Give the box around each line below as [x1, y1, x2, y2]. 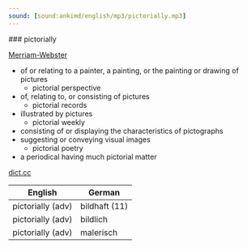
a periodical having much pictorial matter [19, 152, 157, 161]
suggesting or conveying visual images [19, 135, 151, 144]
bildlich [80, 213, 108, 225]
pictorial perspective [32, 83, 101, 92]
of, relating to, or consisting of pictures [19, 91, 150, 101]
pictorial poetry [32, 143, 83, 152]
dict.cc [8, 167, 32, 177]
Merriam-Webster [8, 49, 68, 59]
